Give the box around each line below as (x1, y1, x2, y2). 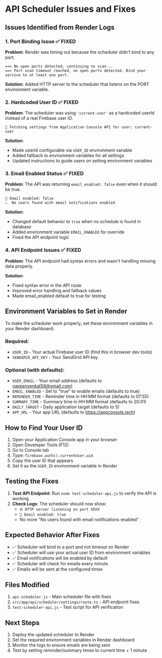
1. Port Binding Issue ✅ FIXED (5, 38, 76, 45)
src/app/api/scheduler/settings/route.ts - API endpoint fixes (12, 599, 140, 605)
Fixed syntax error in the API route (12, 282, 82, 288)
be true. (5, 187, 21, 193)
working (12, 495, 29, 502)
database (12, 224, 31, 230)
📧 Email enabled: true (19, 512, 66, 517)
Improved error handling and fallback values (12, 287, 102, 293)
